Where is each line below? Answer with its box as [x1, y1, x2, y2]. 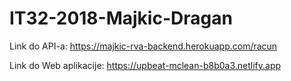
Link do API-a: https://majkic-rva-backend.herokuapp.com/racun [9, 40, 278, 52]
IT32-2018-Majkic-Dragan [9, 7, 233, 30]
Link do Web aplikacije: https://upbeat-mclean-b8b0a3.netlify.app [9, 59, 282, 71]
